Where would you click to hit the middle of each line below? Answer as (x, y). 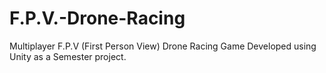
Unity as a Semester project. (68, 56)
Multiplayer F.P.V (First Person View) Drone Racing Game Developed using (163, 46)
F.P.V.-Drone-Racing (97, 18)
